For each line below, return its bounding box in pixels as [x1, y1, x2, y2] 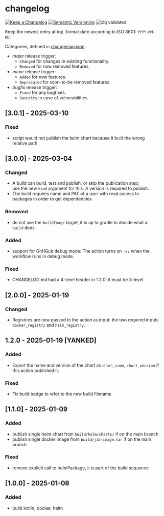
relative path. [12, 140, 39, 146]
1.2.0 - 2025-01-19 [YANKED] [5, 336, 97, 344]
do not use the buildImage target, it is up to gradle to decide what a [12, 219, 148, 225]
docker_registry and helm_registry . [12, 322, 85, 328]
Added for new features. [19, 74, 67, 80]
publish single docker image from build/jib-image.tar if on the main [12, 436, 152, 442]
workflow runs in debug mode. [12, 253, 74, 259]
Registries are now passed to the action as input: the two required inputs [12, 316, 159, 322]
